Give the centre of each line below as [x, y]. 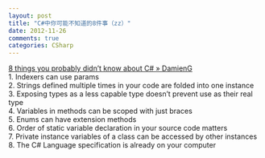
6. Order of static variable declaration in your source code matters [118, 128]
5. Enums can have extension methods [72, 120]
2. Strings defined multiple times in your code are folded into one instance [131, 86]
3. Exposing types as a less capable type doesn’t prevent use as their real [131, 94]
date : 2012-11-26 [37, 30]
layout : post [30, 16]
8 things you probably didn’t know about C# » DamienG [101, 68]
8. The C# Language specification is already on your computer [112, 145]
